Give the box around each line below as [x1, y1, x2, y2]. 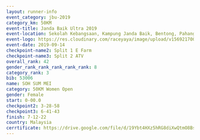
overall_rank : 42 [6, 58, 49, 64]
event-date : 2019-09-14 [6, 42, 65, 48]
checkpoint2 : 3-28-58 [6, 102, 60, 109]
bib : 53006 [6, 75, 33, 81]
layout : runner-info [6, 8, 58, 15]
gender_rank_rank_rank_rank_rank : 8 [6, 64, 97, 70]
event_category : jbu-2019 [6, 14, 70, 20]
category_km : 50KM [6, 20, 52, 26]
